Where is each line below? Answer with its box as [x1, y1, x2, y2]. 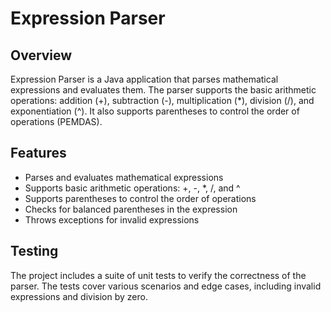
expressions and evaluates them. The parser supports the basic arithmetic [10, 84, 317, 96]
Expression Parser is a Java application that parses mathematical [10, 73, 279, 85]
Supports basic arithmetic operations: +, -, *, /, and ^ [24, 182, 241, 194]
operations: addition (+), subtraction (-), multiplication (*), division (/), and [10, 95, 315, 106]
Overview [10, 47, 73, 64]
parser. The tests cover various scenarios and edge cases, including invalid [10, 280, 322, 292]
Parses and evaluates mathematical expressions [24, 171, 224, 183]
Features [10, 145, 67, 162]
